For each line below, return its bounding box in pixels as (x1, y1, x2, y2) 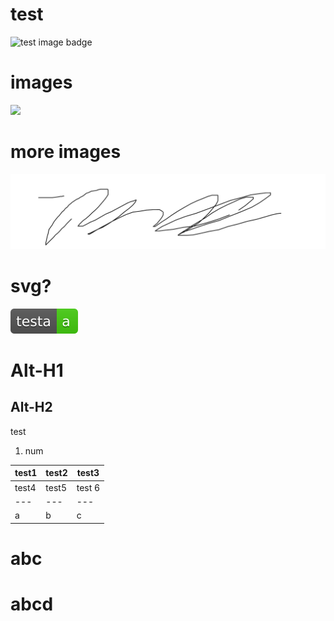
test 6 (76, 481, 101, 493)
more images (10, 141, 122, 163)
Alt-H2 (10, 399, 53, 416)
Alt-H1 (10, 359, 64, 382)
